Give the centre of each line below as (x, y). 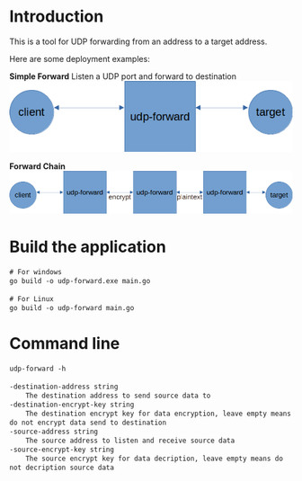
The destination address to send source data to (118, 396)
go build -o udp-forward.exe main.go (80, 281)
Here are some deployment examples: (80, 58)
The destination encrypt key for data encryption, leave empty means (159, 414)
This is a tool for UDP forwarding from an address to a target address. (138, 41)
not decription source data (62, 468)
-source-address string (54, 432)
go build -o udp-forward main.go (72, 308)
